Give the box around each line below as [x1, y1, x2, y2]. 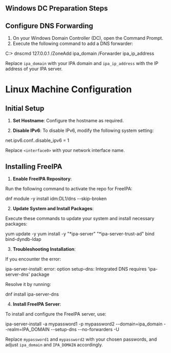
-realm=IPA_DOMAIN [5, 326, 50, 333]
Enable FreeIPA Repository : [12, 176, 72, 182]
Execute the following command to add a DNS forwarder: [12, 40, 133, 47]
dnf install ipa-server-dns [5, 291, 59, 297]
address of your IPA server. [5, 66, 63, 72]
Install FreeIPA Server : [12, 301, 61, 307]
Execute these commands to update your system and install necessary [5, 215, 155, 222]
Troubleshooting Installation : [12, 246, 76, 252]
